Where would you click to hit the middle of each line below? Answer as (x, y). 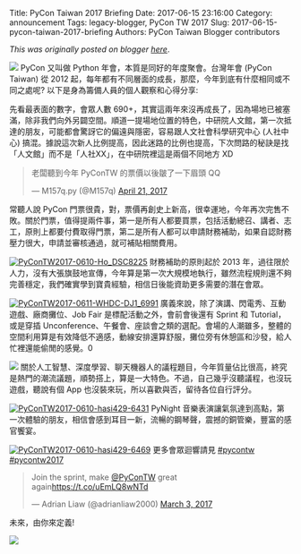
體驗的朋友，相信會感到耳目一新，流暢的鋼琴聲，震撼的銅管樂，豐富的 (154, 419)
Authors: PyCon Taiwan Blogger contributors (198, 32)
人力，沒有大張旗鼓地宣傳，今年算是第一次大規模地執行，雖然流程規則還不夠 (150, 273)
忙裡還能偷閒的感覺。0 (51, 348)
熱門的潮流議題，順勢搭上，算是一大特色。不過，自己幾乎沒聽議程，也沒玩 (154, 378)
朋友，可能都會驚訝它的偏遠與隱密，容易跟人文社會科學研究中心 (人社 (153, 132)
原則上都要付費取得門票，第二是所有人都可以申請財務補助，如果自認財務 (158, 231)
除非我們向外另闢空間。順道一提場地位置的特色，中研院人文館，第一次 (154, 120)
